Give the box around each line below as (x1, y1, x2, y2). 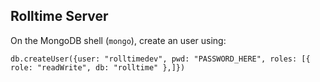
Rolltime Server (10, 8, 109, 25)
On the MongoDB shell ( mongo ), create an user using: (10, 34, 227, 46)
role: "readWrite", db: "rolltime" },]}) (10, 62, 186, 73)
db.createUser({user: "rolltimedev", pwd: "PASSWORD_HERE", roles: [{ (10, 54, 311, 64)
